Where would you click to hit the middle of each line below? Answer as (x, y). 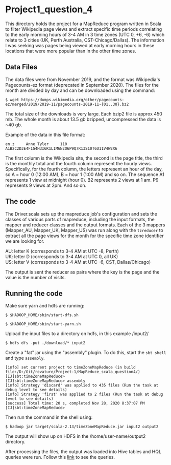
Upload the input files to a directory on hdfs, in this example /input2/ (77, 334)
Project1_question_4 (49, 9)
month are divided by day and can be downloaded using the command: (80, 90)
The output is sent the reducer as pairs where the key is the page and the (82, 272)
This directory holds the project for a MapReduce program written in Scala (83, 24)
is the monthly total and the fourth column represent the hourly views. (79, 163)
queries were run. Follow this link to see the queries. (60, 457)
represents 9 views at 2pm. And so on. (46, 185)
